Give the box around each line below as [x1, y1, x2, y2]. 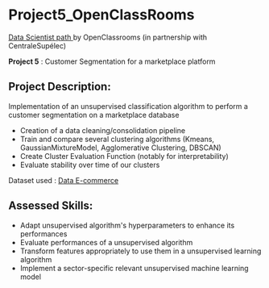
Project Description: [8, 80, 111, 94]
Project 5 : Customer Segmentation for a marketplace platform [8, 56, 216, 66]
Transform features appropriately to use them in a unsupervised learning [19, 246, 262, 256]
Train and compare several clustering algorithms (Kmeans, [19, 134, 215, 144]
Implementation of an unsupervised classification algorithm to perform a [8, 101, 248, 111]
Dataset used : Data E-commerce [8, 175, 119, 185]
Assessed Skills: [8, 199, 93, 213]
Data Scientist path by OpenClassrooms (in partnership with [8, 32, 208, 42]
